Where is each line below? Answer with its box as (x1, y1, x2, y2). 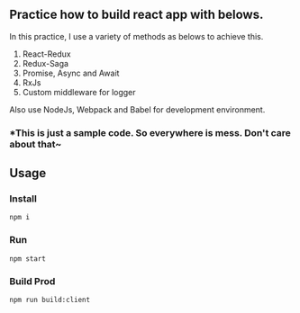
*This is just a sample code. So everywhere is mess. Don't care (9, 126, 291, 139)
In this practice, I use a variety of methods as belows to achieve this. (9, 31, 264, 41)
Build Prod (9, 274, 56, 287)
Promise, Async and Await (22, 67, 120, 78)
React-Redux (22, 49, 71, 59)
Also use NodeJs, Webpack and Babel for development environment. (9, 103, 266, 115)
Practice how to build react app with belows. (9, 7, 264, 22)
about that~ (9, 138, 62, 150)
